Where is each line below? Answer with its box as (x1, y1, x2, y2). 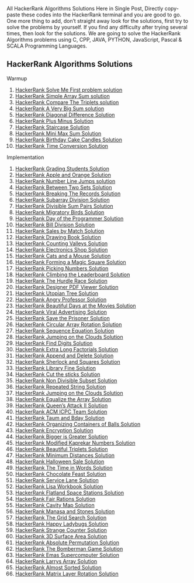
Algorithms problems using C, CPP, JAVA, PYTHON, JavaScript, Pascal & (6, 36, 182, 43)
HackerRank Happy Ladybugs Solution (15, 520, 109, 527)
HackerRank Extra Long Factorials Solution (15, 345, 119, 352)
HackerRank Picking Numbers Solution (15, 265, 109, 272)
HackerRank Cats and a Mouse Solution (15, 252, 111, 259)
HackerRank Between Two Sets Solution (15, 184, 112, 191)
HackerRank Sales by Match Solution (15, 227, 105, 234)
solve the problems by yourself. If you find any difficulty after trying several (6, 23, 188, 30)
